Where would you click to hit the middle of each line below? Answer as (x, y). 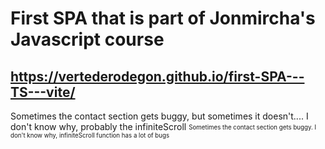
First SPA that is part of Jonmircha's (163, 18)
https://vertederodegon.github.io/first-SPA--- (157, 76)
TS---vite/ (43, 92)
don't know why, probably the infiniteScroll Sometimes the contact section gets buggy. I (163, 126)
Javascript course (87, 39)
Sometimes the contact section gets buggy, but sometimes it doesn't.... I (159, 116)
